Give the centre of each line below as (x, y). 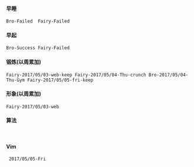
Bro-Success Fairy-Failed (38, 48)
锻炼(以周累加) (24, 62)
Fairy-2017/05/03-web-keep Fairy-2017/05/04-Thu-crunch (76, 75)
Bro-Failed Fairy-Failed (38, 21)
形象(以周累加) (24, 94)
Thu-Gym (16, 80)
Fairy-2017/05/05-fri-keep (60, 80)
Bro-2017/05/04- (168, 75)
